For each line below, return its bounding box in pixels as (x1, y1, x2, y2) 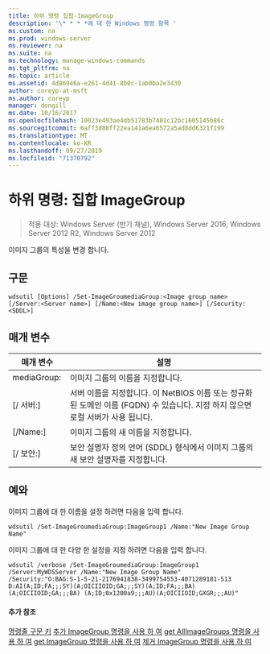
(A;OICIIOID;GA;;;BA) (8, 589, 81, 597)
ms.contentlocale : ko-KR (8, 139, 92, 147)
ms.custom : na (8, 27, 56, 35)
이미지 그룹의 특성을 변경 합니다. (8, 245, 110, 255)
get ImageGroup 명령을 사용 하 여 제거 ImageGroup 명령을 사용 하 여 (33, 636, 252, 646)
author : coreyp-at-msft (8, 86, 88, 95)
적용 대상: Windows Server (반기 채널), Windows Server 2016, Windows (27, 219, 261, 230)
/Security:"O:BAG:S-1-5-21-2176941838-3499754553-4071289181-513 (8, 575, 231, 583)
